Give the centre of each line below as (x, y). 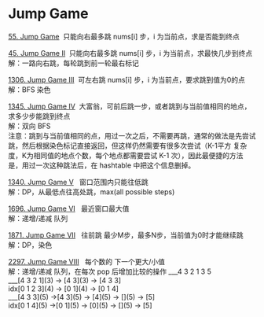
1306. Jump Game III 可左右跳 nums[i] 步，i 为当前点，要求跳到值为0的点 (127, 79)
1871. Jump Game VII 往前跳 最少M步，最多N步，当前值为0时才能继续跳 (126, 235)
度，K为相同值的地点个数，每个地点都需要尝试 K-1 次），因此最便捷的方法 (126, 155)
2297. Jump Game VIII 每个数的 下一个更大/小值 (87, 261)
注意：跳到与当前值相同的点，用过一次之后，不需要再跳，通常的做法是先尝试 (132, 135)
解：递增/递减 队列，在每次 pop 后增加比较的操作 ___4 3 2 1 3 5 (110, 271)
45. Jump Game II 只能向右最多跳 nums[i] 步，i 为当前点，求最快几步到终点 (130, 53)
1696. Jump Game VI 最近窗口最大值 (69, 208)
